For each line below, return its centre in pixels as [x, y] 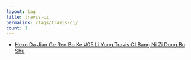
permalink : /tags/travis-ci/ [42, 22]
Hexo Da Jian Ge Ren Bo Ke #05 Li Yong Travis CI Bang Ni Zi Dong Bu [100, 45]
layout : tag [21, 11]
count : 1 [17, 28]
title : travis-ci [28, 17]
